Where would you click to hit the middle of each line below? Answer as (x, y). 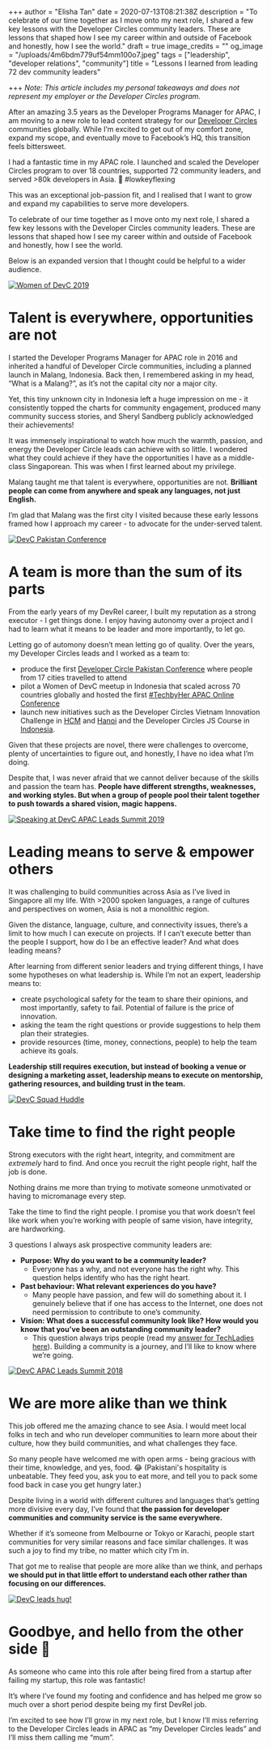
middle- (241, 458)
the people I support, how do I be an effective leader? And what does (124, 941)
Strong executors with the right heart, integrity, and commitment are (122, 1155)
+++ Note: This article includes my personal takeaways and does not (124, 87)
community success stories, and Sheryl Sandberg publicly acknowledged (131, 416)
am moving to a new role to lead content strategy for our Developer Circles (133, 120)
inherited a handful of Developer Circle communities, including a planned (130, 366)
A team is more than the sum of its (125, 572)
